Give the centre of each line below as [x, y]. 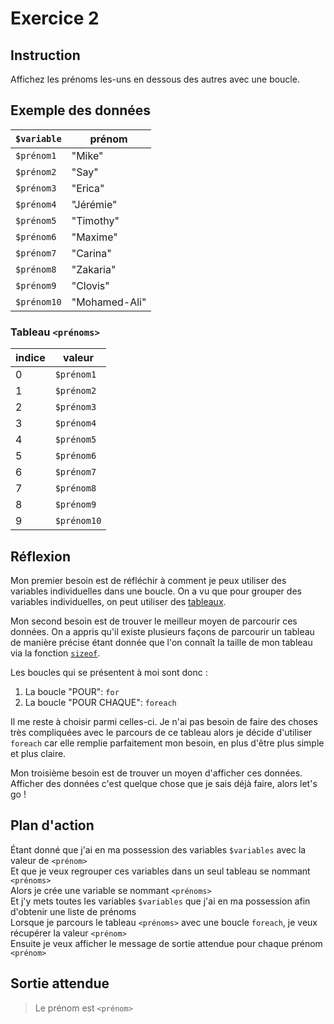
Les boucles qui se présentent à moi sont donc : [109, 672]
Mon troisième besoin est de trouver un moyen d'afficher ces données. [156, 773]
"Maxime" [94, 237]
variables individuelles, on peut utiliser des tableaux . [118, 601]
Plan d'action [52, 825]
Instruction [45, 55]
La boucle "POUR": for [72, 691]
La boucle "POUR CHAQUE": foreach [100, 702]
